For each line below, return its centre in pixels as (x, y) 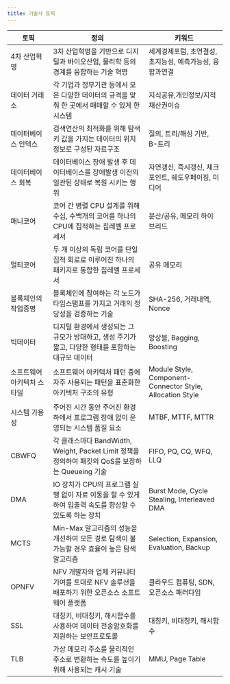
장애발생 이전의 (115, 172)
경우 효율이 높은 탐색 (105, 548)
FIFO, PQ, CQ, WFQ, (181, 451)
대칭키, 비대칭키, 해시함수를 (95, 615)
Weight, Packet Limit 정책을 (96, 451)
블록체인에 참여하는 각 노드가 (97, 293)
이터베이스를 (72, 172)
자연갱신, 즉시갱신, (177, 167)
